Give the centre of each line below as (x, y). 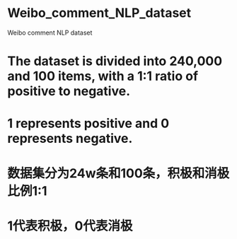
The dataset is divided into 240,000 (115, 61)
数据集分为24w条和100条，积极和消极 (118, 173)
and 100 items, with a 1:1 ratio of (103, 76)
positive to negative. (69, 92)
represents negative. (70, 139)
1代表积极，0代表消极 (70, 226)
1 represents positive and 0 (88, 123)
